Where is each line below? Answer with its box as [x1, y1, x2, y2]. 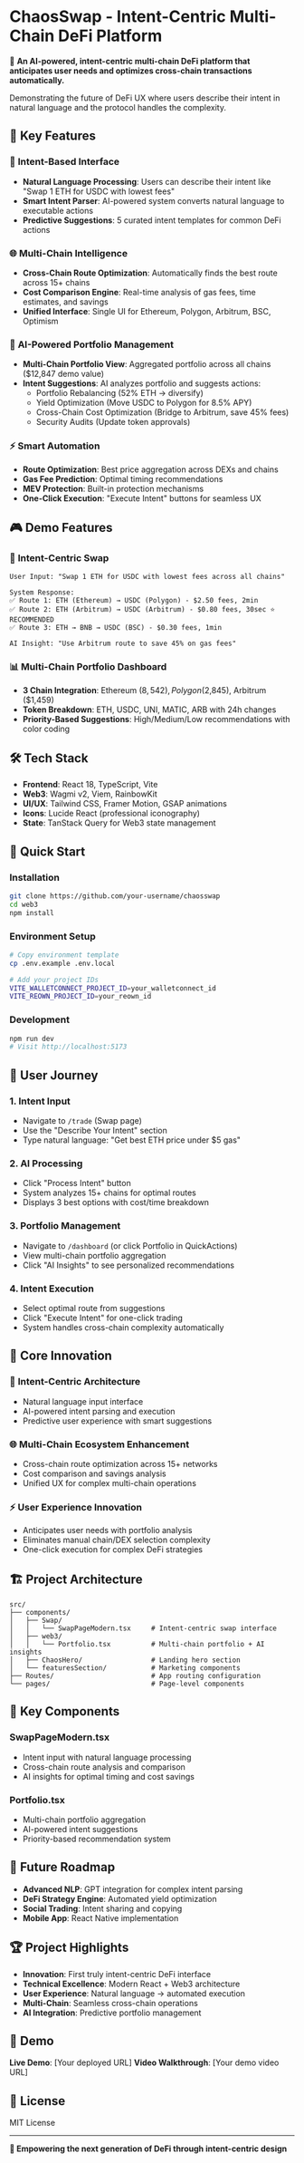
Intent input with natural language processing [22, 1752, 192, 1762]
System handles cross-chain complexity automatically [22, 1321, 224, 1333]
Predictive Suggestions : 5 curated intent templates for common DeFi [22, 215, 282, 226]
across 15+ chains [22, 276, 90, 287]
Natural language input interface [22, 1395, 144, 1406]
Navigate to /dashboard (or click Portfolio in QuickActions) [22, 1240, 238, 1251]
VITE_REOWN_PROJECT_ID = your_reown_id [9, 992, 152, 1001]
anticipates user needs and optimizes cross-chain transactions [9, 65, 252, 76]
